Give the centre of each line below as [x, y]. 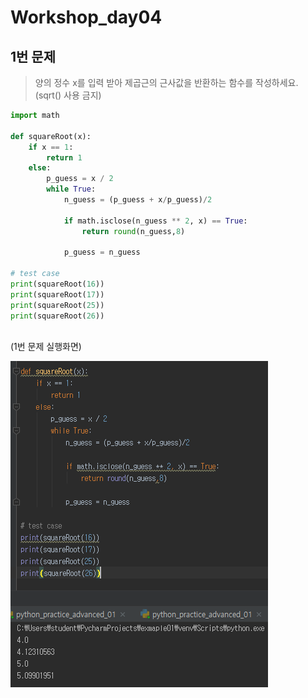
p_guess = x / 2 [80, 179]
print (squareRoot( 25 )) [57, 305]
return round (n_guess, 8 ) [133, 231]
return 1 [64, 157]
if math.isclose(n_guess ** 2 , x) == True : [155, 221]
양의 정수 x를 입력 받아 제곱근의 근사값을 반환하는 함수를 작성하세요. [166, 82]
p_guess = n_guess [102, 252]
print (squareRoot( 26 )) [57, 316]
